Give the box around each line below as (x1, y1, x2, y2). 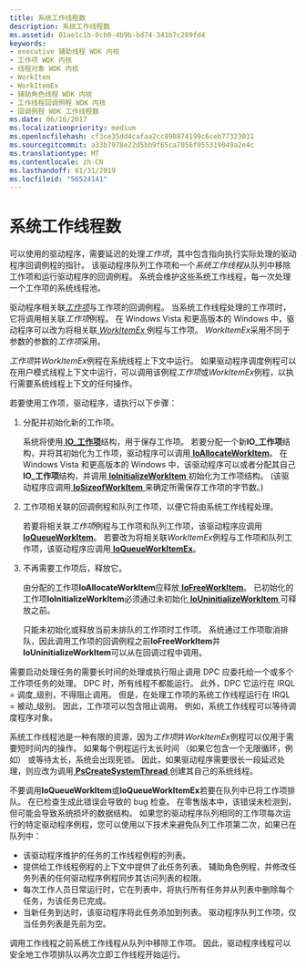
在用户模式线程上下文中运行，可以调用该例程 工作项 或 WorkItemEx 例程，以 (9, 366, 287, 378)
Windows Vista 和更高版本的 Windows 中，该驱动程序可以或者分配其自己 (22, 459, 296, 470)
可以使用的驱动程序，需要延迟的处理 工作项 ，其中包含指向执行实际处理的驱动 (9, 248, 297, 260)
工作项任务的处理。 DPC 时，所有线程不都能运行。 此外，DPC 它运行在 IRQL (9, 678, 296, 689)
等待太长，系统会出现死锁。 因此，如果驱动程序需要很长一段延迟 (35, 754, 278, 766)
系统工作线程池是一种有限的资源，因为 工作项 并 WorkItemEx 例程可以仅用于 (9, 731, 287, 743)
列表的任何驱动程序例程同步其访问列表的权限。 (30, 872, 207, 884)
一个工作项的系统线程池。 (9, 283, 106, 293)
